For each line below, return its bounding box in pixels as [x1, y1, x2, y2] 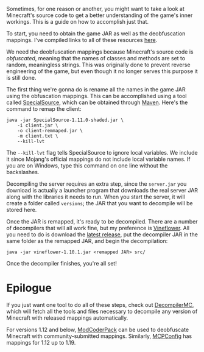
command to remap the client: [6, 105, 82, 112]
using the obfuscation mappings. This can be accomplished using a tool [6, 93, 187, 99]
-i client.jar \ [17, 122, 59, 128]
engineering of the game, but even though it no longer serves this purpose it [6, 68, 198, 75]
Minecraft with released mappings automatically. [6, 314, 128, 322]
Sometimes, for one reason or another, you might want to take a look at [6, 5, 185, 12]
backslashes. [6, 169, 40, 175]
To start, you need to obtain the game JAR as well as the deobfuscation [6, 30, 186, 37]
